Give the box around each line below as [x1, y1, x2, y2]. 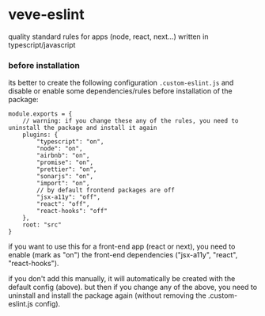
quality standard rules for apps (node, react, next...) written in [8, 32, 209, 41]
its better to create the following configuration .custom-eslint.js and [8, 78, 234, 88]
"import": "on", [36, 180, 90, 188]
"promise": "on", [36, 158, 93, 167]
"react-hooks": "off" [36, 207, 108, 215]
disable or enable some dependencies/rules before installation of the [8, 86, 233, 96]
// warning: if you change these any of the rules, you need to [22, 117, 239, 125]
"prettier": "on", [36, 166, 97, 173]
